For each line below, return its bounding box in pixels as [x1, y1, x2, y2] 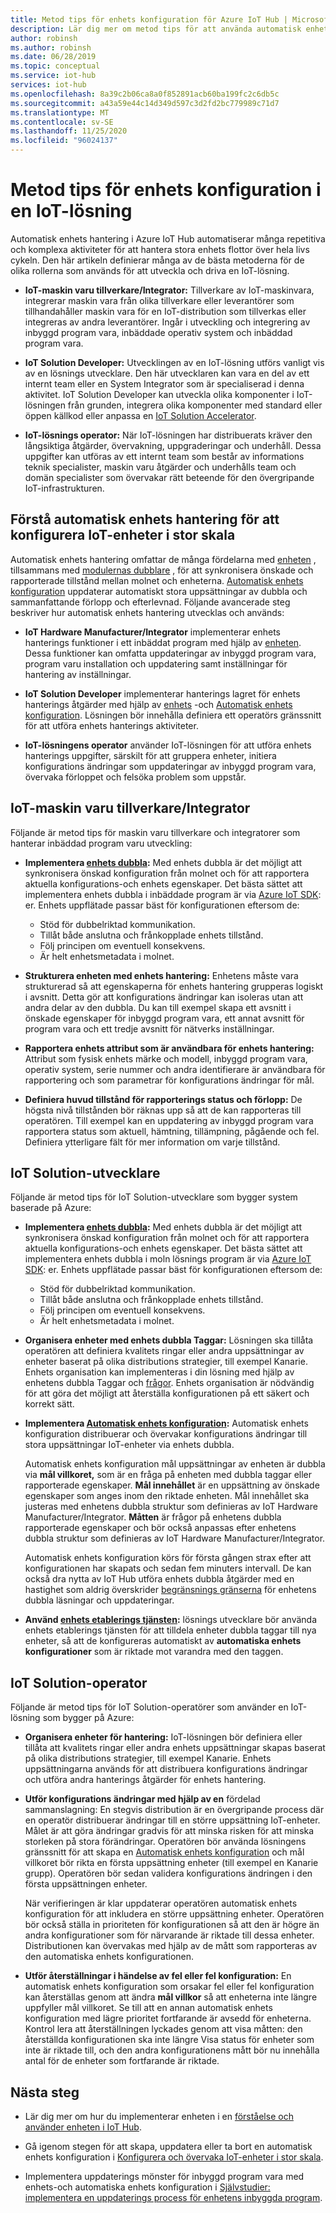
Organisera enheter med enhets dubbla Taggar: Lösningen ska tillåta [24, 1334, 314, 1346]
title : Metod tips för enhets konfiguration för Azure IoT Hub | [10, 14, 288, 25]
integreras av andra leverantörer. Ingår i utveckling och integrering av [24, 316, 311, 328]
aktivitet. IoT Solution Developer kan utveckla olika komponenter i [24, 388, 295, 400]
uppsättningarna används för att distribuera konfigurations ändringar [24, 1763, 308, 1775]
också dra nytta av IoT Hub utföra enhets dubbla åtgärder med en [24, 1573, 295, 1585]
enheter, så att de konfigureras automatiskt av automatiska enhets [24, 1635, 302, 1647]
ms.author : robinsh [10, 42, 92, 53]
